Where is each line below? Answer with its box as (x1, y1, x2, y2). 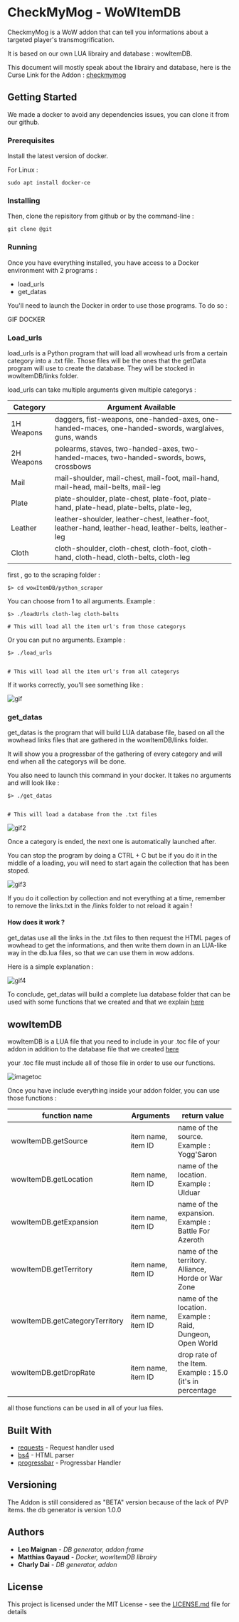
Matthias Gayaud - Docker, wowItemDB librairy (17, 1552, 158, 1561)
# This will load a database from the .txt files (7, 811, 158, 818)
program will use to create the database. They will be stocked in (7, 364, 195, 373)
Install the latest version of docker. (7, 152, 109, 160)
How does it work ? (7, 917, 65, 926)
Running (7, 242, 38, 252)
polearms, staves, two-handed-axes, (54, 443, 180, 453)
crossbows (54, 461, 92, 471)
